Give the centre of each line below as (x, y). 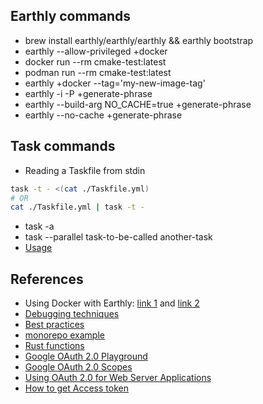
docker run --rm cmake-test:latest (95, 61)
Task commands (63, 146)
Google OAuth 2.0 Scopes (78, 367)
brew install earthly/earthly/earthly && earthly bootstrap (139, 40)
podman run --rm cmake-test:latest (98, 72)
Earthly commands (71, 16)
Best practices (54, 325)
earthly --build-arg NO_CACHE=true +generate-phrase (138, 104)
